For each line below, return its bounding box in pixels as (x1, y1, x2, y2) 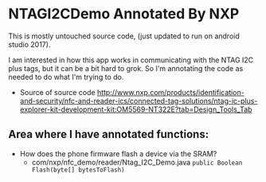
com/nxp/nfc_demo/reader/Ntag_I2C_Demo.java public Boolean (31, 157, 243, 167)
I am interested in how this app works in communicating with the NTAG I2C (8, 55, 254, 65)
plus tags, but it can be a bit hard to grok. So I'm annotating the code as (8, 63, 244, 73)
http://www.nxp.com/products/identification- (96, 87, 244, 97)
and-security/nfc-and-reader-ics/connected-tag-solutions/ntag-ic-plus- (19, 96, 258, 105)
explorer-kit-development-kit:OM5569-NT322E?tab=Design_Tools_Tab (19, 105, 252, 114)
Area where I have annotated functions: (8, 128, 209, 141)
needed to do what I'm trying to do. (8, 72, 124, 81)
